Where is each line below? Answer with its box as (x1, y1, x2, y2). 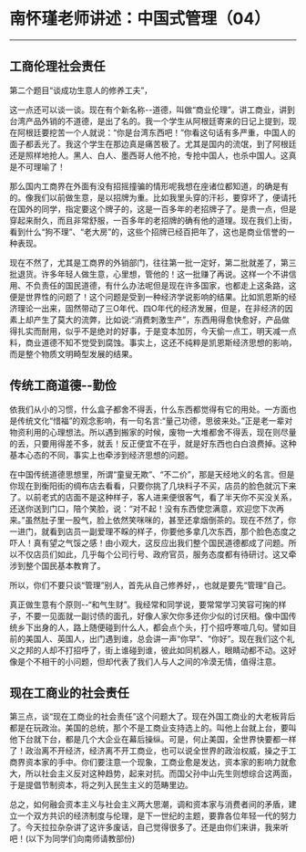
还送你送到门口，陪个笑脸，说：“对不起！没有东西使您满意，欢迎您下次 (9, 503, 277, 514)
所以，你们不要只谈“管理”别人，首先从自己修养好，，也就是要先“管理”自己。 (9, 579, 291, 590)
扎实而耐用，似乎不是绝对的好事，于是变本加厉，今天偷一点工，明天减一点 (16, 325, 297, 336)
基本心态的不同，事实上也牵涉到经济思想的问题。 (9, 449, 193, 460)
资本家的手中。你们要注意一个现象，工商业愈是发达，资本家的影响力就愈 (25, 757, 297, 768)
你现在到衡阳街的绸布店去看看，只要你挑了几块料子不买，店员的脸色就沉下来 (9, 480, 297, 491)
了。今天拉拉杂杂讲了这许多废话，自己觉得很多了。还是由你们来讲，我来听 (9, 822, 289, 833)
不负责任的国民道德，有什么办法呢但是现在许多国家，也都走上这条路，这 (25, 279, 297, 290)
